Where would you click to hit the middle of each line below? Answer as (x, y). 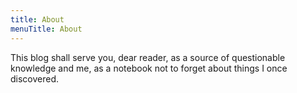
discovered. (35, 78)
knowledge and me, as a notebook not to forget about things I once (149, 68)
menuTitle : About (46, 29)
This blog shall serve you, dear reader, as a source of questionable (148, 57)
